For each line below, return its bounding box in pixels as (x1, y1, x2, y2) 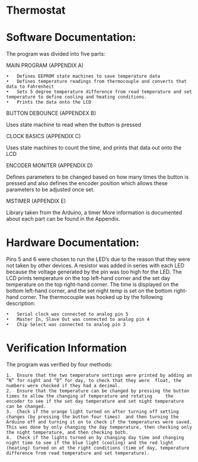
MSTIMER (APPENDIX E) (6, 197, 66, 205)
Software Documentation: (6, 31, 136, 44)
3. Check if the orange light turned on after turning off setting (6, 409, 179, 415)
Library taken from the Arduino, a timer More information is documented (6, 209, 183, 216)
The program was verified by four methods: (6, 361, 113, 368)
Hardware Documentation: (6, 236, 139, 250)
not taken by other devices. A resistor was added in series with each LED (6, 262, 185, 269)
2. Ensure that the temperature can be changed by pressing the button (6, 388, 190, 394)
